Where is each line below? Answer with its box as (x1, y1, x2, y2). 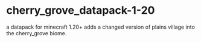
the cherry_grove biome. (6, 29, 67, 36)
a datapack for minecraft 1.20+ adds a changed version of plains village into (6, 23, 195, 30)
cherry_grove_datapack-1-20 (6, 4, 155, 17)
